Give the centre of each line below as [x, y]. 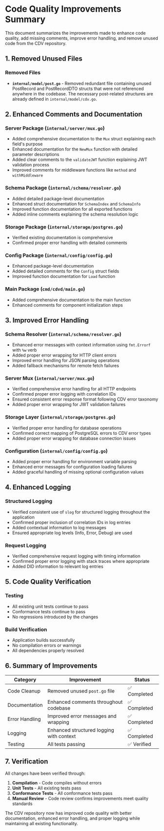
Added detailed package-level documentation [58, 199]
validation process [31, 165]
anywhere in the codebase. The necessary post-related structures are [82, 93]
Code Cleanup [24, 691]
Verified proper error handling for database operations [67, 428]
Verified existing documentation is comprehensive [62, 237]
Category [25, 679]
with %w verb [24, 350]
